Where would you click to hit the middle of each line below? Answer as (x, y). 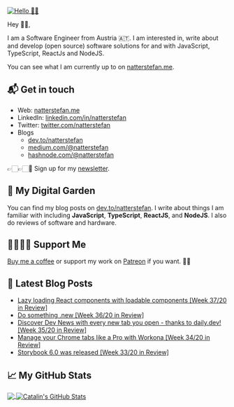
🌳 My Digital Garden (51, 191)
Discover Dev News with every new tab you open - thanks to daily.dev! (119, 323)
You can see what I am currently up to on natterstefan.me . (91, 67)
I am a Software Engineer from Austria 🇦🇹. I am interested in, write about (113, 38)
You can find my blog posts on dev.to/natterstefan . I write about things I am (116, 207)
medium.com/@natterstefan (68, 147)
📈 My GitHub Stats (50, 375)
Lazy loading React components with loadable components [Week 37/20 (122, 301)
